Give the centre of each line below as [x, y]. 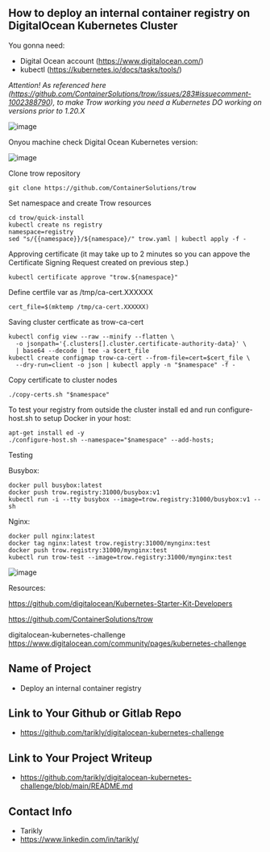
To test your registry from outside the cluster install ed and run [112, 409]
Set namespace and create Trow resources [80, 203]
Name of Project [50, 669]
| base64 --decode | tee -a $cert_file [83, 351]
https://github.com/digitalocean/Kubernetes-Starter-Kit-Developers [120, 603]
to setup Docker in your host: [83, 418]
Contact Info [40, 811]
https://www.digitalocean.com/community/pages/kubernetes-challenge [128, 643]
